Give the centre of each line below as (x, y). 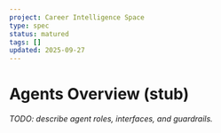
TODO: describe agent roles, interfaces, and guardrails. (111, 119)
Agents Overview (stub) (99, 94)
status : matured (39, 34)
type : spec (29, 26)
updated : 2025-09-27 (47, 51)
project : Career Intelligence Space (77, 17)
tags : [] (25, 42)
